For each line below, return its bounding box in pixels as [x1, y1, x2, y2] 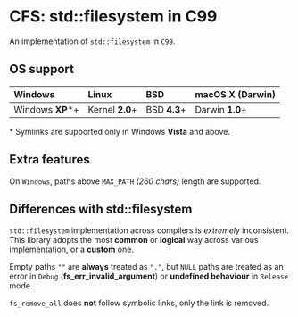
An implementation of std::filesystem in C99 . [9, 36, 176, 46]
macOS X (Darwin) [195, 88, 277, 100]
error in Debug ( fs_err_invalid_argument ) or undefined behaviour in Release [9, 271, 288, 282]
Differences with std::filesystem [9, 201, 193, 216]
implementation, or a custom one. [9, 244, 134, 255]
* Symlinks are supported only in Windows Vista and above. [9, 126, 230, 137]
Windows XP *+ [13, 103, 79, 115]
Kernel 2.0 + [87, 103, 137, 115]
